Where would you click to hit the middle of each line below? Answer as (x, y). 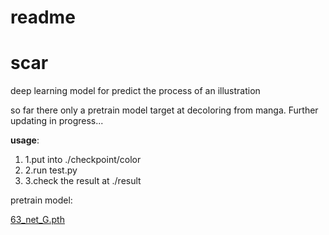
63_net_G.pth (37, 220)
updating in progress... (57, 121)
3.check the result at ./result (83, 181)
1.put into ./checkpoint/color (83, 160)
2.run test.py (51, 170)
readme (43, 17)
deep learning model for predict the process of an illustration (135, 91)
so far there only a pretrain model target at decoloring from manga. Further (164, 110)
